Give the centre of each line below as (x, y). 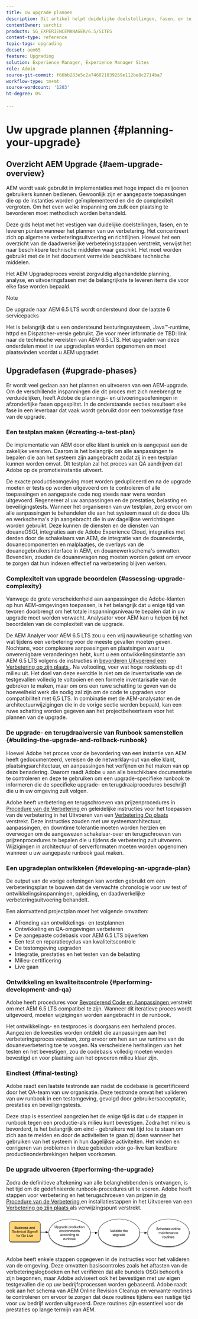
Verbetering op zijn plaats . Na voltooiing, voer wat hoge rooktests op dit (94, 667)
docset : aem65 (24, 50)
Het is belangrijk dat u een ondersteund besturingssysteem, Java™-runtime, (98, 327)
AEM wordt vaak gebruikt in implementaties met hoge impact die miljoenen (98, 188)
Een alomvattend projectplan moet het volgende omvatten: (77, 911)
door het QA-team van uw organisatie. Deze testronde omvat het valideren (97, 1092)
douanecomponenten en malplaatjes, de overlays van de (75, 544)
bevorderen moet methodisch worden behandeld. (66, 213)
